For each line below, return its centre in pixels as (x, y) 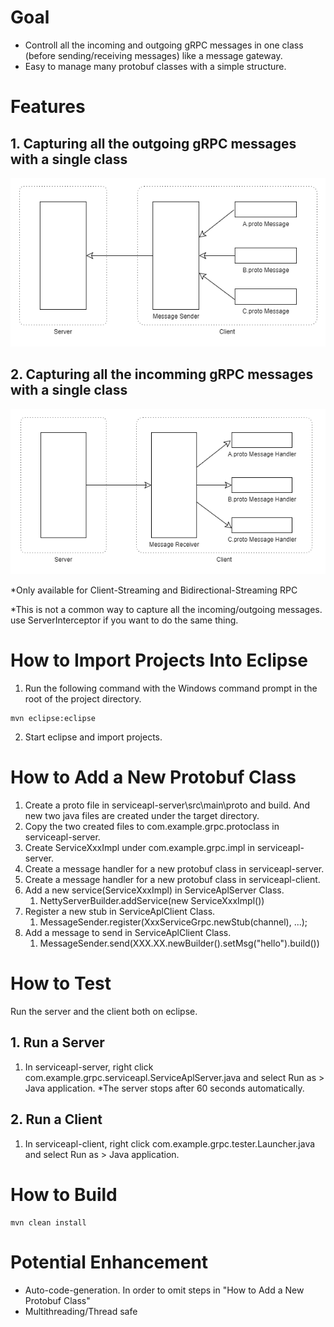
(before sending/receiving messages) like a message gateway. (153, 55)
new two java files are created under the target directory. (142, 816)
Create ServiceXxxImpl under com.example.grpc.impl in (140, 848)
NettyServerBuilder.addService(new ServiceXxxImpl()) (152, 901)
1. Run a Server (57, 1042)
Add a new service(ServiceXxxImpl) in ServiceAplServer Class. (154, 890)
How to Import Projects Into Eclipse (159, 660)
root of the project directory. (83, 699)
